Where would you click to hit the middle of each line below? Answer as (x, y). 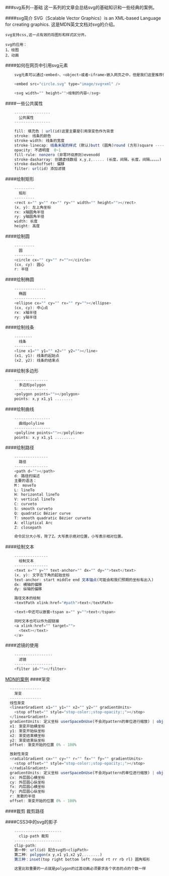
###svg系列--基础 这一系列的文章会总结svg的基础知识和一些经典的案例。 (81, 7)
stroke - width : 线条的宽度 (39, 141)
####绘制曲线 (20, 409)
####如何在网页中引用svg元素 (37, 65)
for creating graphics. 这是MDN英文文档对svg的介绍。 (61, 24)
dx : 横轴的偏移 (28, 584)
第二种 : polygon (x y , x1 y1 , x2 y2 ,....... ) (58, 855)
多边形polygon (32, 385)
